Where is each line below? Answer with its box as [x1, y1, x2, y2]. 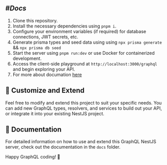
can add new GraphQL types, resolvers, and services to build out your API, [5, 105, 162, 111]
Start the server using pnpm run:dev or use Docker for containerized [12, 50, 155, 56]
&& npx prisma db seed [12, 44, 61, 50]
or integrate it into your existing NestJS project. [5, 110, 104, 116]
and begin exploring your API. [12, 66, 75, 72]
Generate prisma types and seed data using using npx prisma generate [12, 39, 162, 45]
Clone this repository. [12, 17, 58, 23]
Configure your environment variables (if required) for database [12, 28, 147, 35]
